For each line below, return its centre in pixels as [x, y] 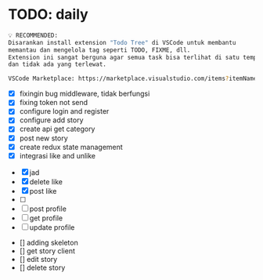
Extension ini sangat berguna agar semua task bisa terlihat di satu [124, 57]
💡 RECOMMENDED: [33, 35]
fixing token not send [54, 103]
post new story [43, 138]
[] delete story [42, 267]
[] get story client [47, 251]
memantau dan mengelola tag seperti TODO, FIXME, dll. [99, 50]
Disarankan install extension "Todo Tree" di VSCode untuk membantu [122, 42]
